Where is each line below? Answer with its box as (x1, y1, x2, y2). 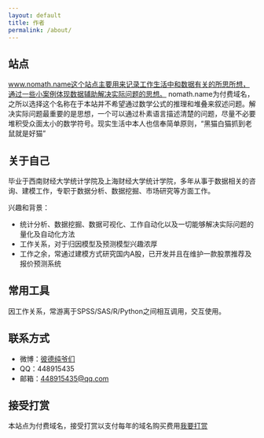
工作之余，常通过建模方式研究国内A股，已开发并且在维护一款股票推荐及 (19, 249, 252, 258)
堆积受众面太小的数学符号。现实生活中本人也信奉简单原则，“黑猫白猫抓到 (8, 119, 246, 128)
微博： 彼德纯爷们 (19, 354, 75, 363)
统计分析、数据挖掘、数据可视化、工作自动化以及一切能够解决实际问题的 (19, 219, 254, 229)
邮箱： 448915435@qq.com (19, 374, 109, 383)
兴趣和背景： (8, 203, 49, 212)
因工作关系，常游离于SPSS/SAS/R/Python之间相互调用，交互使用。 (8, 306, 226, 315)
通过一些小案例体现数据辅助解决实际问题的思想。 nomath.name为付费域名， (8, 90, 255, 99)
